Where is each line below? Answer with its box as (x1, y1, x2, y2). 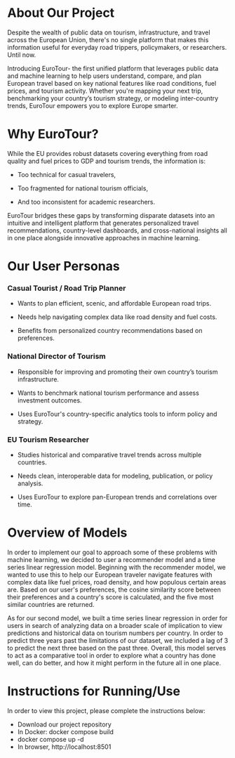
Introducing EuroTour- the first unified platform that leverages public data (7, 64, 219, 72)
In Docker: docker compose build (17, 727, 114, 736)
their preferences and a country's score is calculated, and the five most (7, 592, 214, 601)
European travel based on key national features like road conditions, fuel (7, 79, 217, 87)
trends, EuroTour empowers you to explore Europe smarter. (7, 101, 178, 110)
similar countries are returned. (7, 600, 95, 608)
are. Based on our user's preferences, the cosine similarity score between (7, 585, 221, 594)
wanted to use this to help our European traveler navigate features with (7, 570, 213, 579)
